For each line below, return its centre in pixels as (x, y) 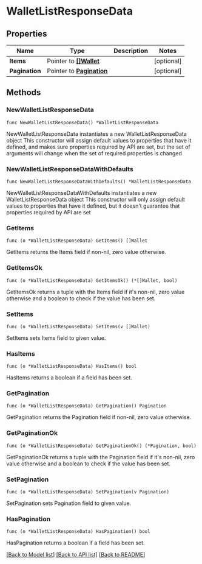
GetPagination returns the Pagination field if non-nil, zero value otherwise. (99, 417)
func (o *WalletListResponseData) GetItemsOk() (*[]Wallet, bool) (92, 280)
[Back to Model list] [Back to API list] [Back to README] (76, 555)
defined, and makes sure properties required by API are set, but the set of (99, 147)
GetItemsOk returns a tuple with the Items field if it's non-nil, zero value (96, 292)
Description (131, 51)
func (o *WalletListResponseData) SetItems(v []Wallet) (78, 326)
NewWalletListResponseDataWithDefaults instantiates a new (82, 192)
